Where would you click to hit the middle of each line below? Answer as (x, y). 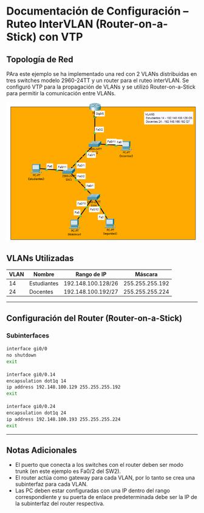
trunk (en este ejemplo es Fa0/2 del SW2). (68, 471)
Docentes (41, 291)
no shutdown (21, 355)
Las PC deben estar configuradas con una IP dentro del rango (92, 491)
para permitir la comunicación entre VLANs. (61, 93)
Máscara (146, 274)
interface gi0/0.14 (31, 375)
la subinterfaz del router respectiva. (60, 504)
